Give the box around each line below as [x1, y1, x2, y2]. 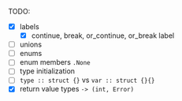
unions [19, 39, 42, 50]
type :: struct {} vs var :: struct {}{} [19, 75, 155, 85]
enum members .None [19, 58, 91, 67]
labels [19, 22, 39, 31]
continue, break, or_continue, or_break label [31, 31, 175, 40]
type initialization [19, 66, 76, 76]
